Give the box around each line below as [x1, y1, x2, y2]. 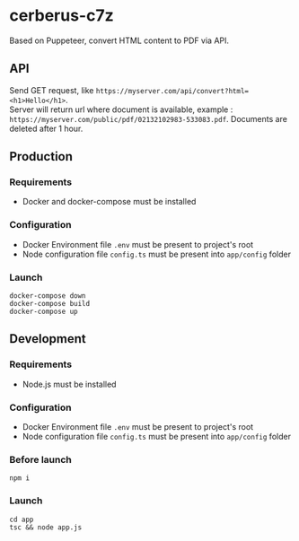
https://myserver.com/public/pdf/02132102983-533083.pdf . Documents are [9, 113, 287, 124]
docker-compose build [9, 300, 91, 309]
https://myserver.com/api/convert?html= [95, 86, 250, 95]
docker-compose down [9, 292, 87, 301]
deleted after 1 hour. [9, 123, 84, 134]
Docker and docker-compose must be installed [22, 196, 197, 207]
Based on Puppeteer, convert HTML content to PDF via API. [9, 35, 230, 46]
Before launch [9, 453, 72, 466]
